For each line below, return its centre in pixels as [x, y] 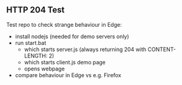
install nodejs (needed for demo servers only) [72, 36]
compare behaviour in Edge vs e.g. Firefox [68, 75]
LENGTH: [35, 56]
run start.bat [31, 42]
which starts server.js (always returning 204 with [85, 49]
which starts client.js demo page [65, 62]
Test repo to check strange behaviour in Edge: [64, 24]
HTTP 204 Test [35, 10]
